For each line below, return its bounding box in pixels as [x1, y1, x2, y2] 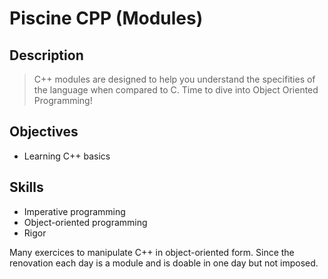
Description [9, 47, 84, 64]
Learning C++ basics [23, 150, 111, 162]
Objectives [9, 123, 79, 141]
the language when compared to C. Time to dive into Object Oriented [33, 84, 319, 96]
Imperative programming [23, 205, 126, 217]
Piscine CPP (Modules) [9, 7, 204, 30]
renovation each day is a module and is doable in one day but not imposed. [9, 257, 319, 269]
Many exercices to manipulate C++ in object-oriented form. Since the [9, 246, 295, 258]
